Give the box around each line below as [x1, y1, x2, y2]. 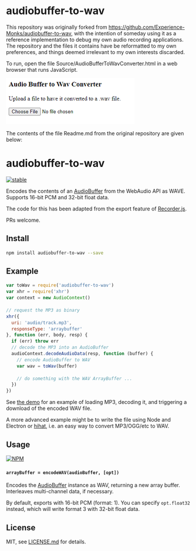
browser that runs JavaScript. [6, 66, 78, 73]
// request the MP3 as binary [6, 307, 80, 313]
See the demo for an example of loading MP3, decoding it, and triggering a [6, 399, 187, 406]
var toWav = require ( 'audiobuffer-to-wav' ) [6, 282, 114, 289]
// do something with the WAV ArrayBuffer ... [16, 375, 133, 382]
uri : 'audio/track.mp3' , [11, 319, 72, 326]
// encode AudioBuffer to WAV [16, 357, 91, 363]
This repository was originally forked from [6, 24, 107, 31]
